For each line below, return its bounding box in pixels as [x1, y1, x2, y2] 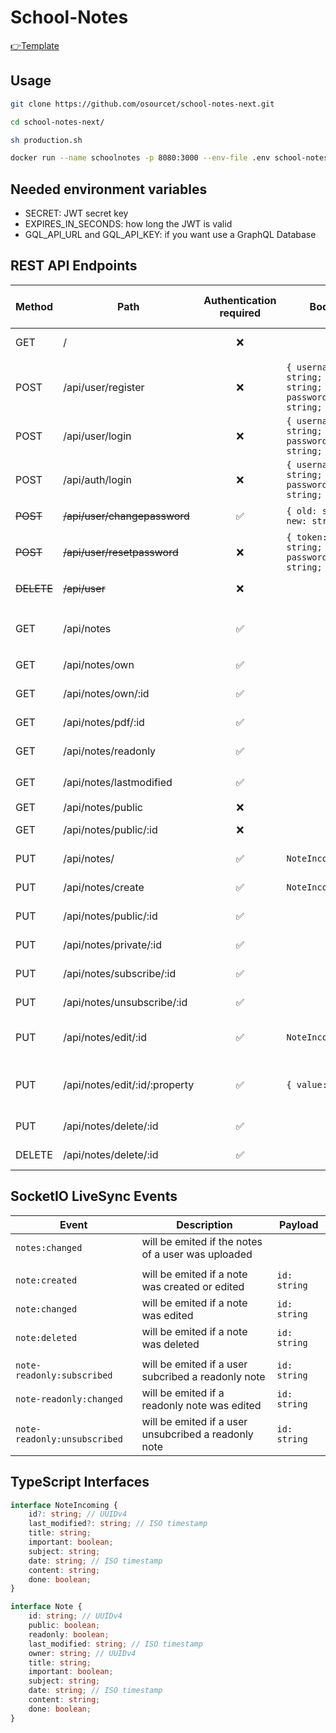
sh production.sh [10, 135, 83, 145]
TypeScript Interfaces [10, 1474, 150, 1491]
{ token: [286, 531, 328, 543]
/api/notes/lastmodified [63, 775, 173, 789]
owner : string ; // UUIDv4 [28, 1648, 137, 1658]
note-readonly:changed [15, 1393, 123, 1405]
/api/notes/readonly [63, 744, 157, 758]
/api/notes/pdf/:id [63, 715, 145, 729]
